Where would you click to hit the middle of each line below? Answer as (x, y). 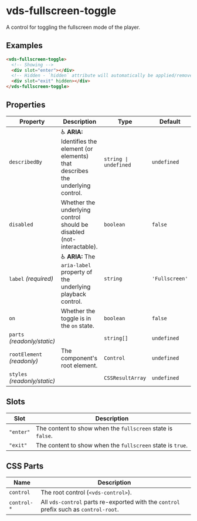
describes (75, 171)
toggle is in (76, 318)
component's (79, 358)
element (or (77, 148)
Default (170, 121)
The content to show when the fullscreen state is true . (112, 445)
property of (77, 272)
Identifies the (79, 141)
